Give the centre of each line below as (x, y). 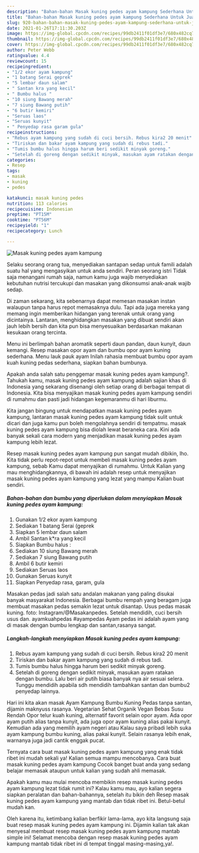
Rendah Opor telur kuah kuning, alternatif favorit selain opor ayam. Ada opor (99, 715)
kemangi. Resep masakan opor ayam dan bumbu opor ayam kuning (89, 350)
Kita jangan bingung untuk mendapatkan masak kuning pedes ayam (89, 411)
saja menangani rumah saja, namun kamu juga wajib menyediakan (87, 277)
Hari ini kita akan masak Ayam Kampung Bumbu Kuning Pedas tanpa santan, (99, 702)
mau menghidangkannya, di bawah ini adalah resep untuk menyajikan (91, 472)
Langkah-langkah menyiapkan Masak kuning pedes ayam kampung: (94, 639)
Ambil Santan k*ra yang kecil (50, 538)
